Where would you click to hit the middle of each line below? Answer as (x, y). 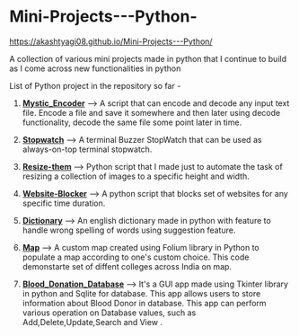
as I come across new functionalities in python (95, 68)
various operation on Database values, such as (109, 313)
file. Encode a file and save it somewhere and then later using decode (151, 112)
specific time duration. (64, 203)
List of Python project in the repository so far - (95, 85)
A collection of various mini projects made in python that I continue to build (148, 58)
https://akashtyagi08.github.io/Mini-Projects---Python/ (111, 41)
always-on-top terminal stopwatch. (87, 149)
